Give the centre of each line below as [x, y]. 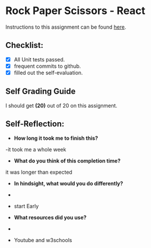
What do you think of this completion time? [67, 161]
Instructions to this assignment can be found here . [66, 27]
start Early [26, 206]
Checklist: [24, 45]
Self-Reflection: [35, 124]
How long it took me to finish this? [56, 138]
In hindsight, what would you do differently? [69, 183]
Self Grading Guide [41, 92]
